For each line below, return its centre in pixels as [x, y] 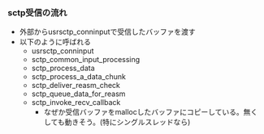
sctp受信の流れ [37, 12]
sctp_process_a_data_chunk [79, 77]
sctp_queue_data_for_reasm [78, 94]
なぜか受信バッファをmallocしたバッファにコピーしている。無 [147, 112]
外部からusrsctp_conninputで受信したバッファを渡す [107, 32]
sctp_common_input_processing [86, 60]
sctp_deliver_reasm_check [76, 86]
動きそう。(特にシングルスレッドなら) [128, 122]
